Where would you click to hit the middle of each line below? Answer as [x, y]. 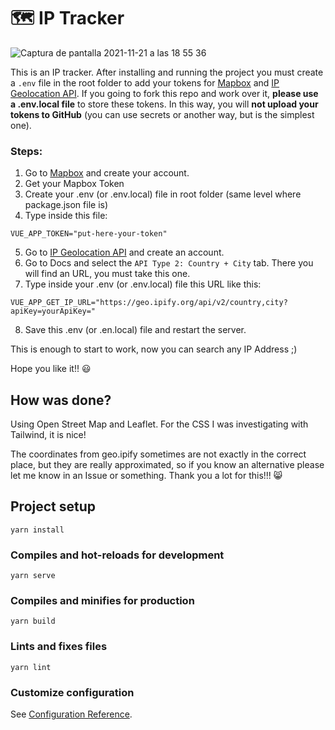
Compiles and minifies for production [102, 601]
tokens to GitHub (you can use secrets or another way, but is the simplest [162, 114]
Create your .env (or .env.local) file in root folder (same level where [163, 194]
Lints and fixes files [59, 647]
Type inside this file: [66, 216]
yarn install [37, 530]
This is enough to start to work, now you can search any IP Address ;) [154, 349]
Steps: [26, 151]
